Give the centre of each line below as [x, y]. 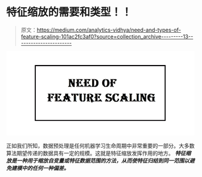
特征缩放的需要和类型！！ [69, 12]
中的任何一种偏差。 [45, 168]
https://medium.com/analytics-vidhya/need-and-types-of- [109, 30]
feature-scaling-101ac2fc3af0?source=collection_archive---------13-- [107, 36]
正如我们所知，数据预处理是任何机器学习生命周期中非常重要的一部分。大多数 [100, 145]
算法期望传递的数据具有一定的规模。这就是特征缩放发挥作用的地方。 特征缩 [99, 153]
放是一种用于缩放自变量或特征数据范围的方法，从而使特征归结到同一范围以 [98, 160]
